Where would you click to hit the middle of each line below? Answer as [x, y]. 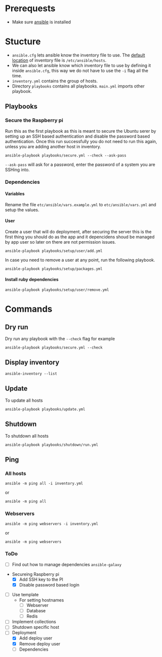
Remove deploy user [40, 644]
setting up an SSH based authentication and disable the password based [77, 136]
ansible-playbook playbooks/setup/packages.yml [54, 269]
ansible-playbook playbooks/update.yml [45, 409]
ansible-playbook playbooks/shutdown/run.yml [52, 445]
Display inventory [32, 363]
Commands [29, 309]
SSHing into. [17, 169]
